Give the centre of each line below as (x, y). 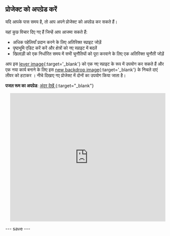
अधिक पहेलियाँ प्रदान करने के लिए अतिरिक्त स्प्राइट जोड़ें (57, 42)
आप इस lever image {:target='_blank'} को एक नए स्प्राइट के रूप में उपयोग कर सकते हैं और (85, 64)
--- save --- (18, 228)
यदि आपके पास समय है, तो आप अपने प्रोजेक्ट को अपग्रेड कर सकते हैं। (61, 21)
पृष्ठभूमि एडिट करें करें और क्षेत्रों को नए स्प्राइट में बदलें (55, 48)
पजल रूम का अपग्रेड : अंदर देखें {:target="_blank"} (50, 85)
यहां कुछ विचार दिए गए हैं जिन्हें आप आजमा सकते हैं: (47, 32)
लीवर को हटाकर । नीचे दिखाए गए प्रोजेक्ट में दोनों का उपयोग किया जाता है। (66, 75)
